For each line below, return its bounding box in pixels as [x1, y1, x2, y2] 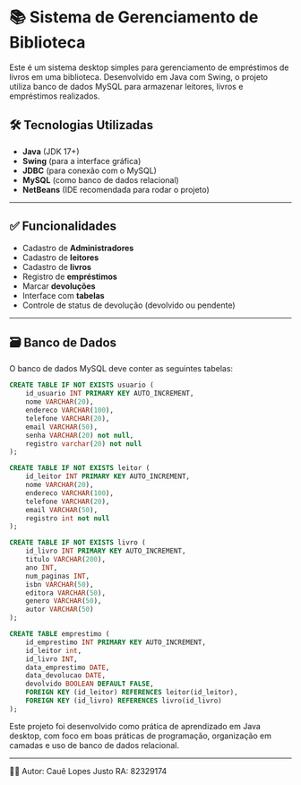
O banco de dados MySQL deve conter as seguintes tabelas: [9, 363, 234, 374]
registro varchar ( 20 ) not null [25, 439, 142, 449]
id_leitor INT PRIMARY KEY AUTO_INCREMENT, [25, 472, 191, 481]
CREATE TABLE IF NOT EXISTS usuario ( [9, 380, 154, 390]
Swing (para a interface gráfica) [21, 155, 142, 166]
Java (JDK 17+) [21, 145, 80, 157]
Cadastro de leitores [21, 252, 99, 263]
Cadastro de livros [21, 261, 92, 272]
